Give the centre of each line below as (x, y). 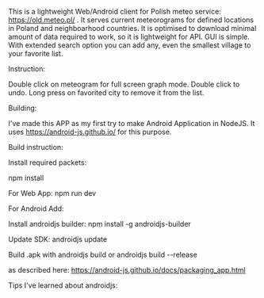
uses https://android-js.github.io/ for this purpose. (90, 132)
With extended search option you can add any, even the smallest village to (130, 45)
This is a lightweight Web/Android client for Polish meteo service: (115, 11)
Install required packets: (48, 162)
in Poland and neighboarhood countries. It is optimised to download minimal (132, 28)
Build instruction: (36, 147)
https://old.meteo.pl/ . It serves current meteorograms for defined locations (131, 20)
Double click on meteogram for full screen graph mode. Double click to (124, 84)
